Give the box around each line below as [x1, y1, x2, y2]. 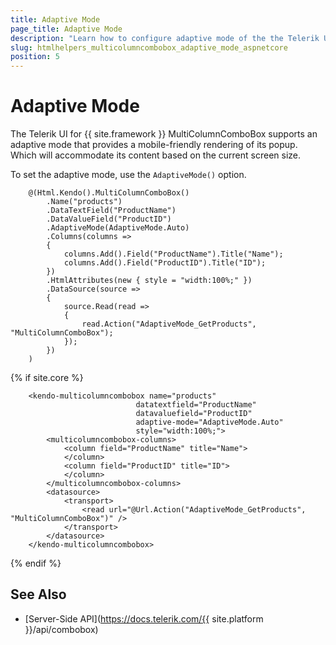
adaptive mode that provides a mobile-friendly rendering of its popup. [10, 139, 298, 151]
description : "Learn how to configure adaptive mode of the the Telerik [10, 33, 320, 43]
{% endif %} [10, 557, 62, 570]
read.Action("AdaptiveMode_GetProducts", [81, 319, 257, 330]
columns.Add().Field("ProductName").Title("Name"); [63, 249, 284, 260]
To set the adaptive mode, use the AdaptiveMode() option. [10, 169, 247, 181]
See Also [10, 586, 67, 603]
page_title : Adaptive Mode [10, 24, 123, 34]
